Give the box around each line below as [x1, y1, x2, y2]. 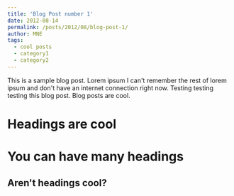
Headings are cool [7, 116, 117, 132]
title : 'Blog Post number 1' [7, 10, 94, 18]
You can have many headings [7, 148, 184, 165]
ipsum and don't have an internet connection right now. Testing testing [7, 83, 214, 92]
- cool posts [13, 43, 52, 50]
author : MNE [7, 30, 43, 38]
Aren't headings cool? [7, 177, 108, 189]
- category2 [13, 57, 50, 64]
